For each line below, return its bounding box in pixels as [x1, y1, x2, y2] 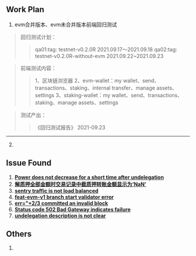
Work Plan [6, 5, 45, 15]
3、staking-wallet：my [55, 91, 111, 98]
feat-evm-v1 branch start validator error [14, 193, 114, 200]
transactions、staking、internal [34, 84, 111, 91]
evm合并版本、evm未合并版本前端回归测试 [14, 21, 117, 28]
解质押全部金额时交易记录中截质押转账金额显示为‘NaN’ [14, 180, 146, 187]
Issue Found [6, 158, 51, 168]
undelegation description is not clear [14, 212, 106, 219]
